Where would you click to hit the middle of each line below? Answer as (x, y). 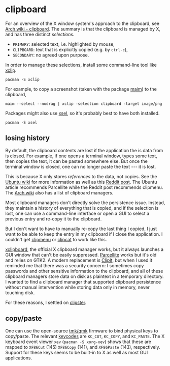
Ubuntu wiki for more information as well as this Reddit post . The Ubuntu (81, 182)
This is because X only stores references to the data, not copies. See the (81, 176)
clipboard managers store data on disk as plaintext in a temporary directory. (84, 276)
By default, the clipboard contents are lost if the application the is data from (84, 150)
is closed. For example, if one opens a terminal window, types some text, (81, 156)
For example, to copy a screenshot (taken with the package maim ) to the (81, 89)
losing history (27, 138)
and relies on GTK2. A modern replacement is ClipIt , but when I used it (79, 260)
